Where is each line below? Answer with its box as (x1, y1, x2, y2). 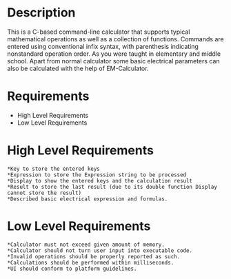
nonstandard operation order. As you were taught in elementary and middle (7, 50, 221, 58)
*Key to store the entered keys (7, 165, 100, 172)
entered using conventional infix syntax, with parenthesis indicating (7, 42, 199, 50)
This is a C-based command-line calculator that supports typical (7, 28, 190, 36)
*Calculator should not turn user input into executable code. (7, 247, 193, 254)
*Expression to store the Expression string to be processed (7, 171, 187, 178)
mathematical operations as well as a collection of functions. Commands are (7, 34, 224, 43)
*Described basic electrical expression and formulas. (7, 195, 168, 203)
